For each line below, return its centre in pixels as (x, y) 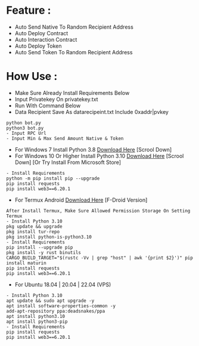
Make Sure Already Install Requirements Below (72, 92)
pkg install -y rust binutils (44, 252)
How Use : (32, 77)
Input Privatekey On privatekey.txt (56, 99)
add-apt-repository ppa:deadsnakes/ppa (56, 311)
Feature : (29, 10)
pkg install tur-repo (33, 231)
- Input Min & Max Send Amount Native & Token (65, 138)
